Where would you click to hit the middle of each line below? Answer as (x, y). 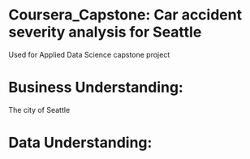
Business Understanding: (96, 88)
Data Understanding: (80, 143)
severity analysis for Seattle (105, 32)
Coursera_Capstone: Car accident (125, 15)
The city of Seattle (39, 110)
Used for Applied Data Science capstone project (89, 54)
